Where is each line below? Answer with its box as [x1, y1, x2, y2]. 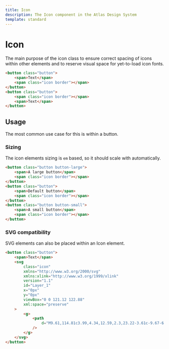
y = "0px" [23, 292, 39, 298]
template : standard [5, 17, 47, 22]
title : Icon [5, 7, 30, 13]
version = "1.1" [23, 278, 53, 284]
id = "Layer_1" [23, 283, 51, 288]
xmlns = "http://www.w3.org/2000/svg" [23, 269, 101, 274]
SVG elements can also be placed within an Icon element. [5, 240, 125, 246]
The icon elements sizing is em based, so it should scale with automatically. [5, 155, 161, 161]
